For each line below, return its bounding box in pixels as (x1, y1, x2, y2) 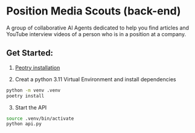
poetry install (6, 93, 45, 99)
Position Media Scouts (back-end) (6, 4, 181, 18)
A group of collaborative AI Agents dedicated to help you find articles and (6, 24, 189, 31)
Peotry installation (14, 64, 60, 71)
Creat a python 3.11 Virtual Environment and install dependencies (14, 75, 176, 82)
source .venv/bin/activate (6, 116, 74, 122)
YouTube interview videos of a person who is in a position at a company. (6, 30, 186, 37)
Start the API (14, 104, 47, 111)
